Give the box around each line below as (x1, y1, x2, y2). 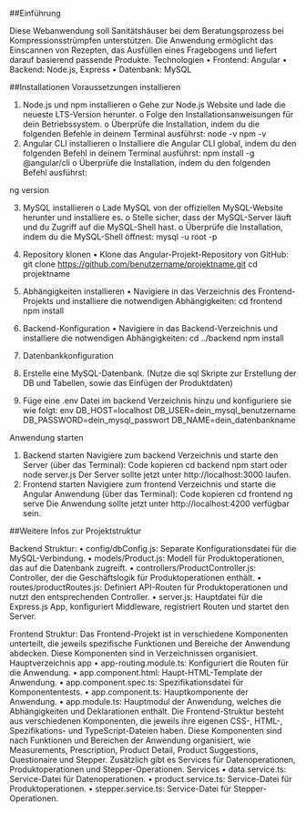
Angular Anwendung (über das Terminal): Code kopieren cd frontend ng (22, 489, 293, 499)
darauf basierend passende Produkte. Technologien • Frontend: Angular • (9, 55, 288, 65)
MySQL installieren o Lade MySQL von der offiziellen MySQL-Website (22, 202, 284, 213)
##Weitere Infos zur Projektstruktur (9, 525, 142, 536)
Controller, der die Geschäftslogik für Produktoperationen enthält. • (9, 573, 262, 583)
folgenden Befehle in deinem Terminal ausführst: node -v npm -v (22, 128, 267, 139)
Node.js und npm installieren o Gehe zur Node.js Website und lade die (22, 99, 286, 110)
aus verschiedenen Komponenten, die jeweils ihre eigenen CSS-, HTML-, (9, 716, 283, 727)
